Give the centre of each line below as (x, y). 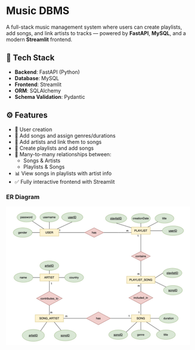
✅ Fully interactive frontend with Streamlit (65, 181)
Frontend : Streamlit (38, 84)
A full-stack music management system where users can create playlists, (94, 27)
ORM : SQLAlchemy (38, 90)
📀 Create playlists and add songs (54, 148)
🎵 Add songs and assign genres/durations (65, 135)
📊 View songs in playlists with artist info (63, 173)
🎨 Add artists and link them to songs (58, 142)
